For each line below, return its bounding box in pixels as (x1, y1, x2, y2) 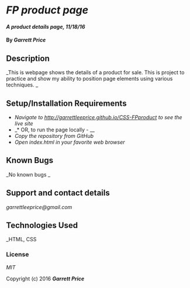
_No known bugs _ (6, 171, 51, 178)
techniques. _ (6, 81, 39, 88)
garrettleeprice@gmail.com (6, 203, 72, 210)
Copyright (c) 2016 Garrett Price (6, 275, 85, 282)
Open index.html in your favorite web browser (14, 138, 125, 145)
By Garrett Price (6, 36, 46, 44)
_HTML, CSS (6, 236, 37, 243)
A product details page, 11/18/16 (6, 23, 86, 30)
